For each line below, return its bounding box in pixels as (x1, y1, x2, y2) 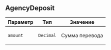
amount (7, 32, 23, 38)
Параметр (7, 18, 33, 25)
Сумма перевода (60, 32, 103, 39)
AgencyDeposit (5, 4, 55, 12)
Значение (69, 18, 94, 25)
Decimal (38, 32, 56, 38)
